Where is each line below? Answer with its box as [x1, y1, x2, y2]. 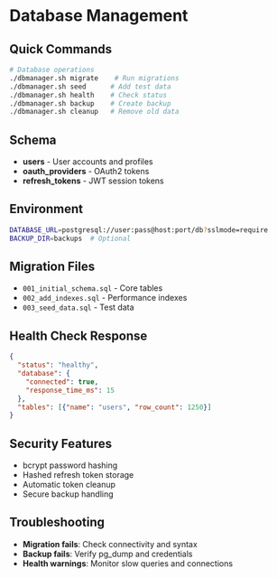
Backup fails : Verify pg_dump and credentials [22, 548, 193, 559]
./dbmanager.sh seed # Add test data [9, 82, 171, 91]
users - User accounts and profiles [22, 156, 153, 167]
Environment [9, 201, 84, 217]
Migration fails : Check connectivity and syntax [22, 538, 199, 549]
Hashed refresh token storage [22, 470, 134, 480]
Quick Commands [9, 42, 113, 57]
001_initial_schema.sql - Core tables [22, 283, 163, 294]
